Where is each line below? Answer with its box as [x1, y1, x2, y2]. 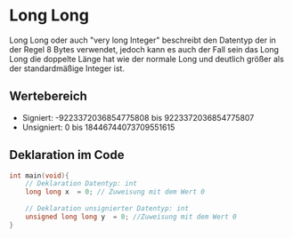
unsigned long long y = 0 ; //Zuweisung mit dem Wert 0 [25, 212, 238, 221]
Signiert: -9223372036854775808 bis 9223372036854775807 [21, 112, 255, 123]
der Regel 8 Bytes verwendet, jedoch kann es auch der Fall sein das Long [9, 44, 279, 54]
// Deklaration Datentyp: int [25, 179, 138, 188]
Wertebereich [9, 89, 87, 104]
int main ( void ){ [9, 171, 69, 180]
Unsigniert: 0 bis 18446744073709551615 [21, 122, 175, 132]
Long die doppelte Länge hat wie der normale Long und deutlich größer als [9, 53, 285, 64]
